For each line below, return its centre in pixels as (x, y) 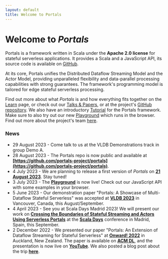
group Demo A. (28, 150)
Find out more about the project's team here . (51, 120)
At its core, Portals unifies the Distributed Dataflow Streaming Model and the (84, 74)
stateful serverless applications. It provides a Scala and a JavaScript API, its (83, 59)
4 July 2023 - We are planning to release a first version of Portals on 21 (86, 171)
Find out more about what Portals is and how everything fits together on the (83, 99)
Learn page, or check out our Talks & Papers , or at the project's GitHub (78, 105)
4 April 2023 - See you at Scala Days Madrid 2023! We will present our (86, 208)
